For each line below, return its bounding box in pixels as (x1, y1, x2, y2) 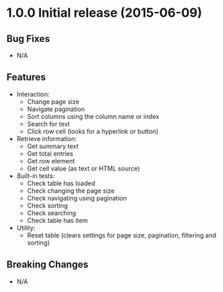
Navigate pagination (26, 105, 85, 113)
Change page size (26, 97, 79, 105)
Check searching (26, 208, 76, 217)
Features (6, 71, 46, 83)
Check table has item (26, 216, 89, 224)
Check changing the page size (26, 187, 115, 195)
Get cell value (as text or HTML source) (26, 164, 140, 173)
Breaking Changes (6, 258, 89, 270)
